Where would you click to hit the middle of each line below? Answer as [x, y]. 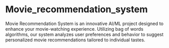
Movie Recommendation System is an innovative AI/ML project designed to [84, 23]
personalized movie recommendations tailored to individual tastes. [75, 40]
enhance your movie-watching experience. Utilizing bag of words [74, 29]
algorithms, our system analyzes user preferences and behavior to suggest [84, 34]
